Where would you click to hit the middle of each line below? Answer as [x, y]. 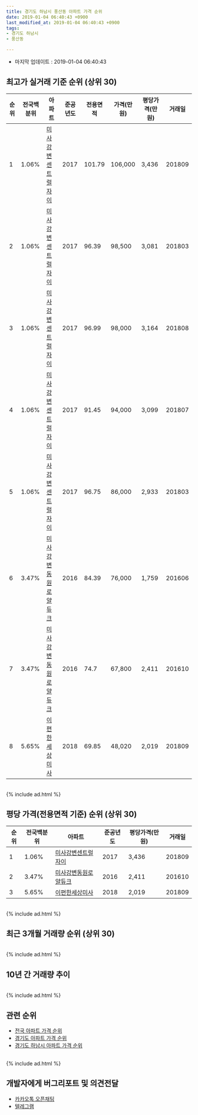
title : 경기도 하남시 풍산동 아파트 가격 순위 [54, 12]
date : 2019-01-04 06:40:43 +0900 [47, 17]
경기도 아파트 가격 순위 [41, 1038]
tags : [13, 28]
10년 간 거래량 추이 [38, 974]
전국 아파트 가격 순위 [38, 1031]
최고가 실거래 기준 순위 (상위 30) [62, 82]
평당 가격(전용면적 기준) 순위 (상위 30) [72, 814]
